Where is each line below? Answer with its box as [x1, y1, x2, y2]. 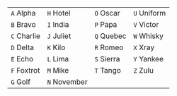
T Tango [94, 66, 122, 75]
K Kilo [47, 42, 66, 52]
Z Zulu [133, 66, 154, 75]
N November [47, 77, 88, 87]
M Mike [47, 66, 69, 75]
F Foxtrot [11, 66, 40, 75]
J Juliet [47, 31, 72, 41]
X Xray [133, 42, 154, 52]
